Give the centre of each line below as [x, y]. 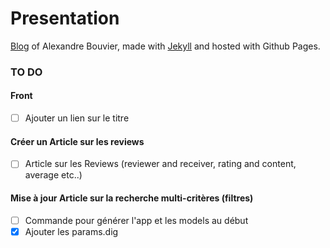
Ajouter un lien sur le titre [77, 118]
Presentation [65, 18]
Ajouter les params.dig [71, 231]
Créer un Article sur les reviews [77, 141]
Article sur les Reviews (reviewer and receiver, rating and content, [160, 164]
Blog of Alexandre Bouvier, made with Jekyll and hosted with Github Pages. [165, 46]
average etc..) [53, 175]
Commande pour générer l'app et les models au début [136, 220]
